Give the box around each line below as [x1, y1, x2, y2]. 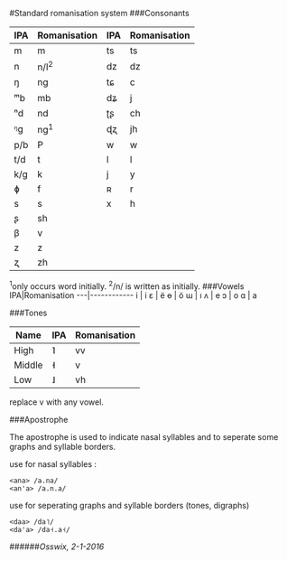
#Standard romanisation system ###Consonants [9, 8, 190, 18]
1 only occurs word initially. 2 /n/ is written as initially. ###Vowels [9, 279, 245, 292]
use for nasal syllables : [9, 459, 97, 470]
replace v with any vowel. [9, 397, 104, 407]
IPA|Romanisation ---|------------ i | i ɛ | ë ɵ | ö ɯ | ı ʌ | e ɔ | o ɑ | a [9, 290, 257, 301]
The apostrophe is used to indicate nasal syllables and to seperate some [9, 432, 279, 443]
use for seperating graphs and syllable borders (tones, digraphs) [9, 500, 250, 511]
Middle [14, 359, 43, 371]
